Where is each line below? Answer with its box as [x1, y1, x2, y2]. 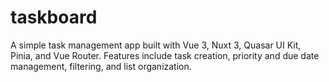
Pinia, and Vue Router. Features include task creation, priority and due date [10, 49, 320, 61]
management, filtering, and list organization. [10, 60, 192, 72]
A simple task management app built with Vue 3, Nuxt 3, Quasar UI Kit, [10, 39, 302, 51]
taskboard [10, 6, 98, 29]
